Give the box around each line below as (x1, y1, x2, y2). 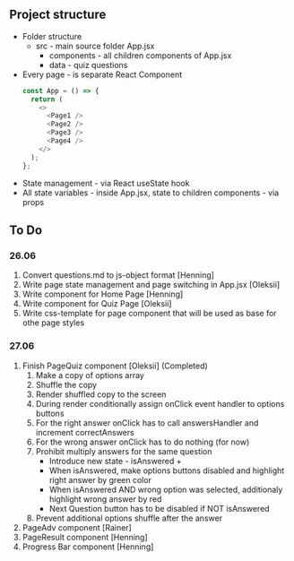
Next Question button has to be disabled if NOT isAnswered (48, 503, 271, 514)
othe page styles (22, 317, 85, 328)
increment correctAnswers (35, 427, 134, 437)
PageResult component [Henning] (22, 531, 148, 542)
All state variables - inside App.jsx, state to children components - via (22, 187, 280, 198)
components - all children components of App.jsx (48, 49, 232, 61)
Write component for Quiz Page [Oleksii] (22, 298, 172, 309)
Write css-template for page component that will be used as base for (22, 308, 277, 319)
